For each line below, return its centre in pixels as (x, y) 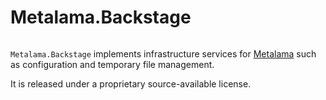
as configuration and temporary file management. (112, 64)
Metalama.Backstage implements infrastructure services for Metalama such (163, 53)
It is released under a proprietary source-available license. (131, 83)
